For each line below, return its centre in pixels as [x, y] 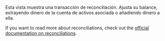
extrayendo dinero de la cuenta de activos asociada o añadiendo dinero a [82, 13]
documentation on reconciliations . [41, 33]
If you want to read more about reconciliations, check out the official [77, 28]
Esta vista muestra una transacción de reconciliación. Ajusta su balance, [81, 7]
